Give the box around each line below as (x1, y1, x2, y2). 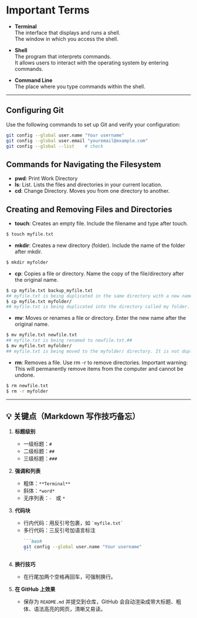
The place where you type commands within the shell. (14, 83, 145, 90)
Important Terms (6, 4, 90, 17)
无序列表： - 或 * (23, 494, 66, 501)
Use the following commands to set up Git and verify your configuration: (6, 121, 181, 128)
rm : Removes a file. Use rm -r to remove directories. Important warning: (14, 358, 188, 366)
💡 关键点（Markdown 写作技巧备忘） (6, 411, 140, 421)
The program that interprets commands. (14, 53, 111, 60)
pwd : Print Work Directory (14, 175, 78, 182)
